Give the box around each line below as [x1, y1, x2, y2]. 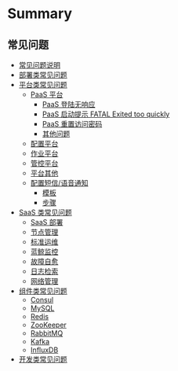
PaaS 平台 [30, 90, 64, 99]
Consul [30, 296, 54, 304]
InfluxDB [30, 345, 59, 354]
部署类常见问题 [18, 70, 67, 79]
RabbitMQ [30, 329, 64, 338]
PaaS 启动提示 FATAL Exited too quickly [42, 109, 170, 119]
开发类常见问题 [18, 354, 67, 364]
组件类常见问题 [18, 286, 67, 296]
